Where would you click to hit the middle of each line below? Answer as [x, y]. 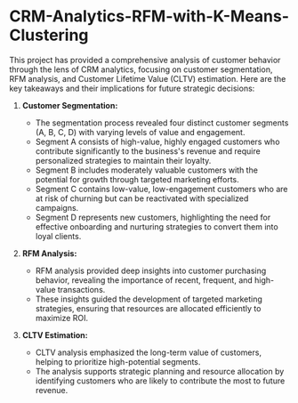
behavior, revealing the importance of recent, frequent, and [144, 280]
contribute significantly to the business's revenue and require [148, 151]
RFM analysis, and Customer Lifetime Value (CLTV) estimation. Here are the [148, 78]
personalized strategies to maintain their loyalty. [123, 160]
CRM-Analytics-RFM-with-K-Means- [149, 16]
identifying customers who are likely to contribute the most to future [160, 381]
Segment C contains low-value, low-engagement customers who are [161, 189]
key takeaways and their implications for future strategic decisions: [132, 88]
